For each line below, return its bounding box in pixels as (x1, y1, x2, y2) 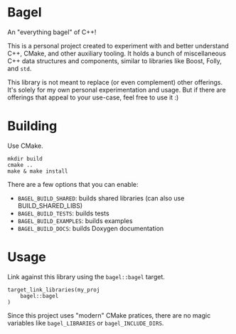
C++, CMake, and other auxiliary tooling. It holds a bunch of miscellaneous (7, 49, 226, 58)
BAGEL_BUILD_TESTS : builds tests (17, 209, 109, 217)
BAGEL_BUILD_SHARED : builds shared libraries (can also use (17, 193, 185, 203)
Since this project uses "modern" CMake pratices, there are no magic (7, 311, 211, 320)
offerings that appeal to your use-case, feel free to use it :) (7, 93, 179, 102)
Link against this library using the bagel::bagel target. (7, 272, 166, 281)
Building (7, 118, 58, 134)
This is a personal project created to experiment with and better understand (7, 41, 229, 50)
